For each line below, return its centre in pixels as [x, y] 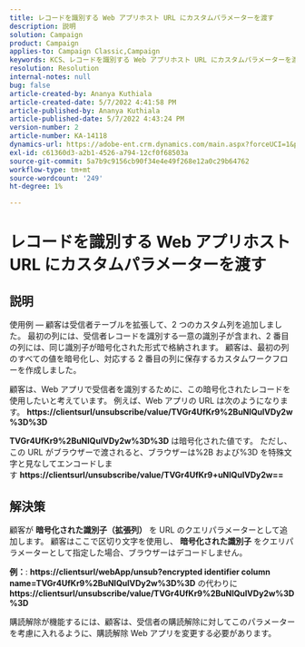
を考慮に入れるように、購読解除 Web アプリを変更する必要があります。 [143, 632]
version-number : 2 [44, 128]
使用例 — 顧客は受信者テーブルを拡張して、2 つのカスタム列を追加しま [142, 325]
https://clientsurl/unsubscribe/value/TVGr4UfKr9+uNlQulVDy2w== [152, 475]
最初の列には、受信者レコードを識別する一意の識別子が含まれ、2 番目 [158, 336]
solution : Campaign [46, 34]
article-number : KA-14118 [58, 136]
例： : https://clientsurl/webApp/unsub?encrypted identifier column [140, 572]
